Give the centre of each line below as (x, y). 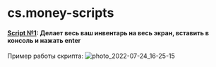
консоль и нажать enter (44, 40)
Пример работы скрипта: (45, 56)
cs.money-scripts (61, 13)
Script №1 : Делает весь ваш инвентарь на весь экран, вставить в (108, 32)
